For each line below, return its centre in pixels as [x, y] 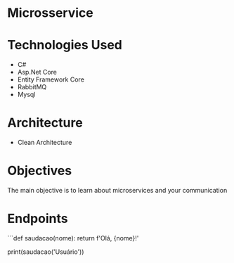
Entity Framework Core [51, 79]
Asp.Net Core [37, 72]
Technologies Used [65, 45]
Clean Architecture [45, 143]
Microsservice [50, 13]
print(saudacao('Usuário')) [46, 252]
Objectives [40, 171]
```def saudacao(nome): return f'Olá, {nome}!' [73, 238]
